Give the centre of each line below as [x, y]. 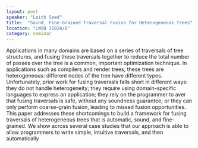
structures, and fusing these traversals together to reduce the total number [98, 57]
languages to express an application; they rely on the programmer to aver [96, 95]
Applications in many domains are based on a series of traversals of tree [95, 50]
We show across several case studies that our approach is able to [108, 126]
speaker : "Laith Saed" [34, 17]
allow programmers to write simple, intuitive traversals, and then [85, 132]
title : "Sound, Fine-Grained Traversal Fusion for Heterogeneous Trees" [100, 22]
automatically [23, 139]
